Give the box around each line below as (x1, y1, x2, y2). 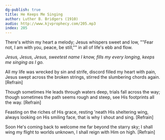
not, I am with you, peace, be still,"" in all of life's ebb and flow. (5, 45, 133, 50)
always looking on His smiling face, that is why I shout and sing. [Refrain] (5, 114, 154, 120)
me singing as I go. (5, 59, 44, 65)
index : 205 (5, 26, 28, 31)
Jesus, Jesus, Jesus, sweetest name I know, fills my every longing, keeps (5, 54, 155, 60)
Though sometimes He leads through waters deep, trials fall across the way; (5, 89, 161, 95)
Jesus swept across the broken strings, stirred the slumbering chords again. (5, 74, 161, 80)
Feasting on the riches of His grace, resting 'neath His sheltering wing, (5, 109, 149, 115)
